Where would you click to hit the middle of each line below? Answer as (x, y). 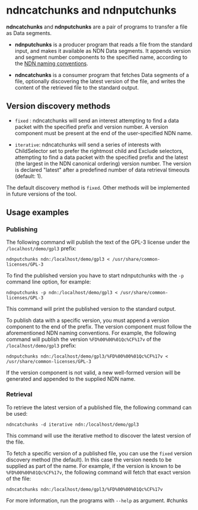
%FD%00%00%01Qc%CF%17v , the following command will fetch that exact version (98, 472)
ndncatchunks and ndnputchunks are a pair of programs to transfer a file (97, 27)
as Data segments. (29, 33)
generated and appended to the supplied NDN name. (71, 379)
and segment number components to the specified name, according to (101, 57)
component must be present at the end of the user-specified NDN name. (103, 133)
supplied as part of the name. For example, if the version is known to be (94, 466)
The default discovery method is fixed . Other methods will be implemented (98, 187)
